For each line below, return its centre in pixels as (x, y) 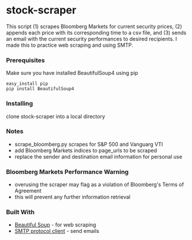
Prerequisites (25, 60)
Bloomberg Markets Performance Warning (67, 172)
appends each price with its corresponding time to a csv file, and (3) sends (96, 32)
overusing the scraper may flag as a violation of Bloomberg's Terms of (99, 184)
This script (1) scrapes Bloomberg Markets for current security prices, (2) (94, 26)
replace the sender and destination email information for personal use (98, 156)
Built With (20, 212)
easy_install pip (27, 84)
